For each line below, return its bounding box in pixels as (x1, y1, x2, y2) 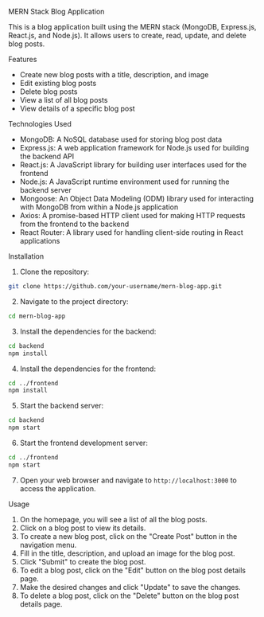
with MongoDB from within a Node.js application (19, 202, 179, 212)
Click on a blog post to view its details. (19, 523, 146, 533)
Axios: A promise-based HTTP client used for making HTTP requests (19, 211, 246, 220)
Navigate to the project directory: (19, 296, 129, 306)
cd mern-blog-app (8, 312, 66, 320)
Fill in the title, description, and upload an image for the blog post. (19, 549, 236, 558)
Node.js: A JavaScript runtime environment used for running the (19, 177, 230, 186)
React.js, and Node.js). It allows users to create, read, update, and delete (8, 31, 247, 40)
